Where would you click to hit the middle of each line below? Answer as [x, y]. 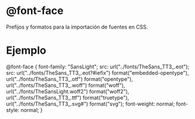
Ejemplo [26, 50]
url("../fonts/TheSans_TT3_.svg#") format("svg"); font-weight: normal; [90, 104]
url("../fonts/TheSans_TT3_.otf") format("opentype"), [70, 79]
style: [13, 110]
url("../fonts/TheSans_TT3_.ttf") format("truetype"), [68, 97]
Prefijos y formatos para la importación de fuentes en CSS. [77, 27]
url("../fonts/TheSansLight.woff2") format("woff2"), [68, 91]
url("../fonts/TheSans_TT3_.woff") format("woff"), [66, 85]
